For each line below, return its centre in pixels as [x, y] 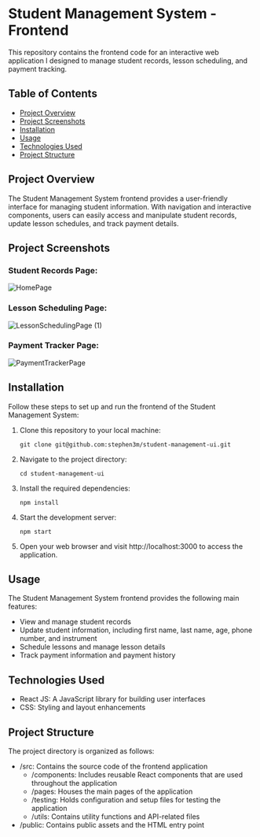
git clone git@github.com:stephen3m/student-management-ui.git [125, 444]
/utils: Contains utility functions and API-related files [115, 817]
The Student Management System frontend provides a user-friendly [118, 198]
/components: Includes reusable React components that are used [137, 775]
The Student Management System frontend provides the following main [124, 598]
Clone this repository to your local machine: [90, 430]
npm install [39, 502]
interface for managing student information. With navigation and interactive [130, 206]
